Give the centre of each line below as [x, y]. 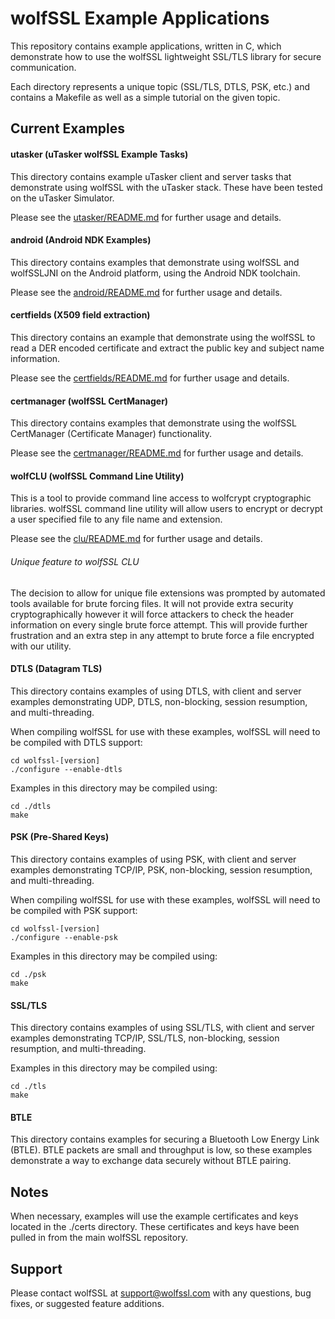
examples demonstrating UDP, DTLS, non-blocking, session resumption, [159, 701]
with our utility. [41, 646]
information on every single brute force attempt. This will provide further [159, 624]
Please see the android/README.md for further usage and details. [146, 292]
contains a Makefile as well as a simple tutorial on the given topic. [145, 97]
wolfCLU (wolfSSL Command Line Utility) [97, 476]
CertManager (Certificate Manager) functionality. [111, 434]
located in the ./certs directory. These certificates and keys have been [155, 1227]
